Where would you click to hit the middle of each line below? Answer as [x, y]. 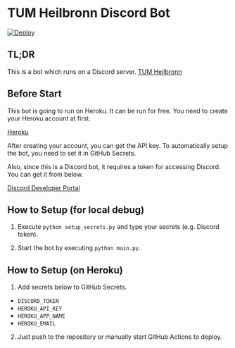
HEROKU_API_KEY [40, 309]
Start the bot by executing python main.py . [79, 248]
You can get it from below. [45, 174]
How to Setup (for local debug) [76, 210]
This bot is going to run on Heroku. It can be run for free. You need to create [118, 111]
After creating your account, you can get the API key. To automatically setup [118, 145]
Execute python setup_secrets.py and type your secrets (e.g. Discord [118, 227]
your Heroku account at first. [49, 118]
